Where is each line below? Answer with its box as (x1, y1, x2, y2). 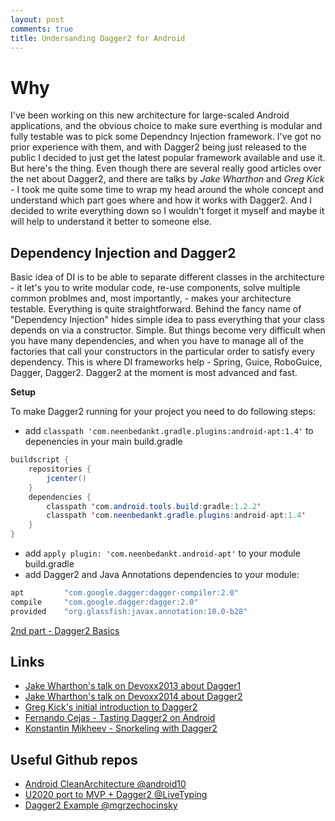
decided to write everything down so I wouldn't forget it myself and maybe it (10, 205, 325, 217)
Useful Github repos (10, 751, 138, 768)
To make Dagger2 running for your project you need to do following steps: (10, 406, 316, 418)
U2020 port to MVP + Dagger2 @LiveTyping (24, 789, 208, 801)
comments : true (10, 24, 74, 34)
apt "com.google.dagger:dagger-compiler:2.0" (10, 588, 240, 598)
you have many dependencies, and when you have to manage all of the (10, 335, 304, 347)
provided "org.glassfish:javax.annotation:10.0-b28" (10, 606, 248, 616)
